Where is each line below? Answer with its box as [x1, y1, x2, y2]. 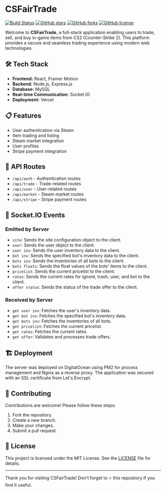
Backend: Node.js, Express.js [12, 81, 73, 87]
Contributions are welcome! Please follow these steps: [5, 402, 116, 408]
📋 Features [5, 112, 41, 120]
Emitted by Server [5, 226, 49, 233]
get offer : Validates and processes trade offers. [12, 334, 111, 340]
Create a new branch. [12, 417, 57, 423]
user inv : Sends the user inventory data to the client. [12, 247, 121, 253]
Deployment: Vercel [12, 96, 54, 102]
